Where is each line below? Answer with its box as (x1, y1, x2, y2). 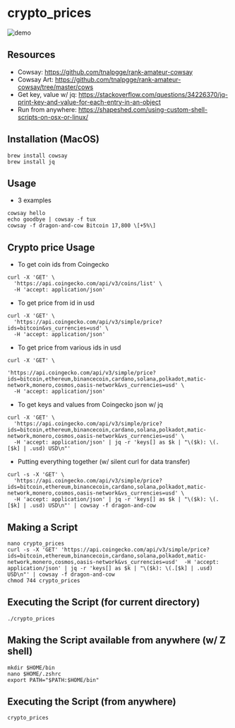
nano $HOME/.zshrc (7, 670, 61, 677)
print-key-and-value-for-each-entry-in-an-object (17, 98, 161, 106)
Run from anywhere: (17, 105, 78, 114)
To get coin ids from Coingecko (17, 260, 109, 269)
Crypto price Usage (7, 241, 95, 253)
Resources (7, 49, 56, 61)
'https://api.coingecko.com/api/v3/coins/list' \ (13, 280, 162, 287)
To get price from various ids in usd (17, 343, 121, 352)
